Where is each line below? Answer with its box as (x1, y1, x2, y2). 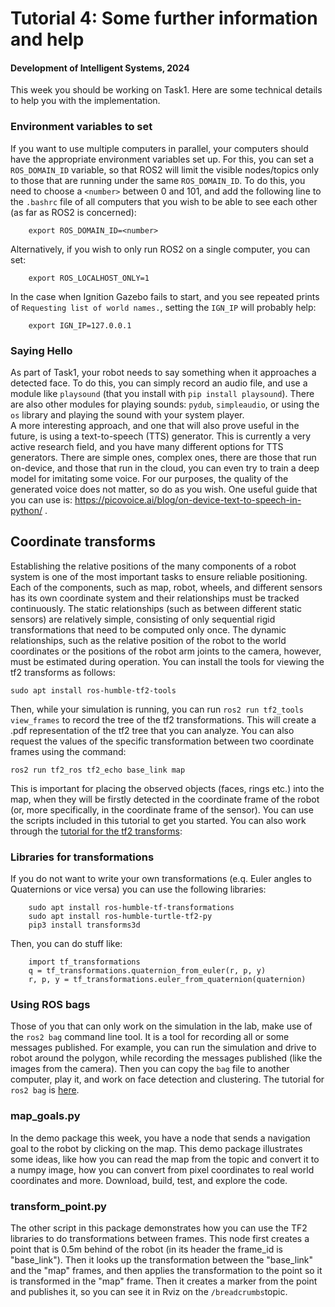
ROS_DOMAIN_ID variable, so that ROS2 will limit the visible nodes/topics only (10, 163, 320, 176)
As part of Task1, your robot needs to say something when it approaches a (10, 366, 317, 378)
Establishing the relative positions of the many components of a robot (10, 560, 297, 572)
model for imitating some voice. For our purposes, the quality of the (10, 472, 289, 484)
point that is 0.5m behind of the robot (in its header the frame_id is (10, 1243, 283, 1255)
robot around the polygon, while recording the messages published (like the (10, 1052, 323, 1064)
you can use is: (10, 493, 73, 506)
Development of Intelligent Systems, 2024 (10, 62, 190, 74)
